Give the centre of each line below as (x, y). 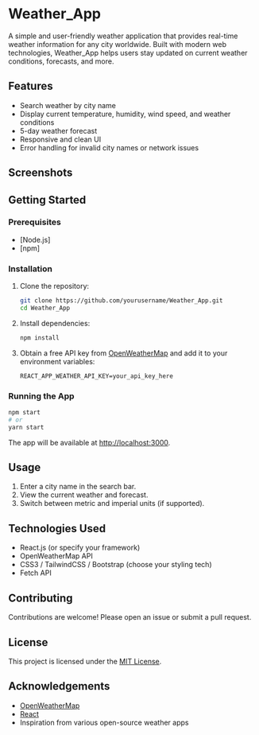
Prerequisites (35, 222)
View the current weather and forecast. (84, 495)
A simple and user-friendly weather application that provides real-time (123, 36)
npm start (25, 413)
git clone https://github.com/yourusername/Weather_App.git (121, 301)
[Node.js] (35, 239)
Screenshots (41, 173)
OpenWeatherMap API (56, 556)
